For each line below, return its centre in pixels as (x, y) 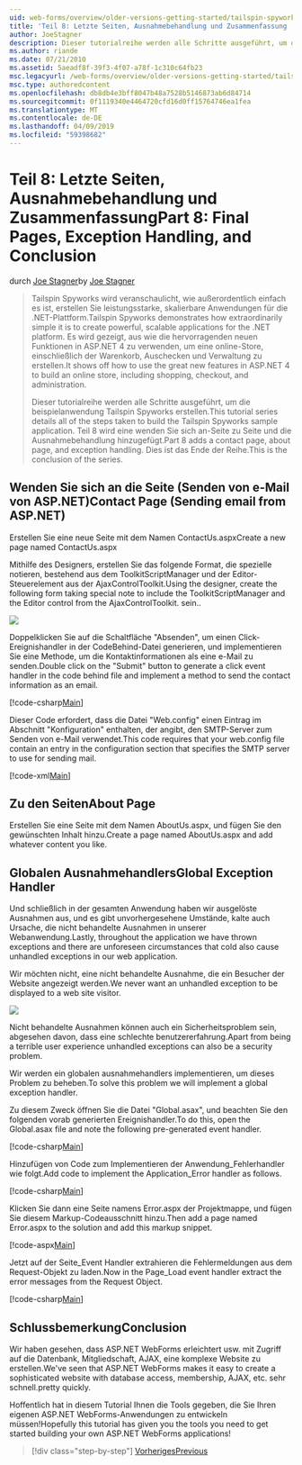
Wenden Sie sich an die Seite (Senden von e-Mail (150, 488)
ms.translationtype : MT (54, 110)
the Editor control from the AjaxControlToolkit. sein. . (106, 602)
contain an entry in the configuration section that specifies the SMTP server (150, 748)
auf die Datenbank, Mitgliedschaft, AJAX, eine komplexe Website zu (135, 1359)
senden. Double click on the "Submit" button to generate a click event (138, 665)
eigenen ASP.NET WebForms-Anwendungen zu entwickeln (118, 1415)
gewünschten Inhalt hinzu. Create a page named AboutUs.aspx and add (141, 835)
